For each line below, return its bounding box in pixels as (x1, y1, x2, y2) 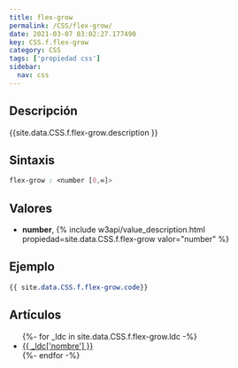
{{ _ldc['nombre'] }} (21, 341, 94, 351)
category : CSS (9, 46, 62, 55)
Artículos (9, 308, 62, 323)
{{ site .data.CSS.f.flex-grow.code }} (9, 283, 149, 292)
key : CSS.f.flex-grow (9, 37, 89, 47)
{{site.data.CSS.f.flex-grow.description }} (9, 127, 158, 137)
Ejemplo (9, 259, 55, 275)
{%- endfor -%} (21, 349, 81, 360)
